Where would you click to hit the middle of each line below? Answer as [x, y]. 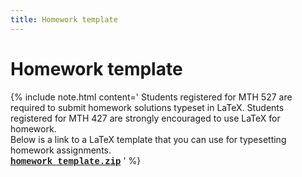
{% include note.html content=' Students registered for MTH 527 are [151, 97]
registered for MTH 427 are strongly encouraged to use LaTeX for [145, 118]
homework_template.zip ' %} [76, 160]
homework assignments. [61, 150]
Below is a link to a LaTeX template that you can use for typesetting [148, 139]
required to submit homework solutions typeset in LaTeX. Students [147, 107]
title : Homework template [64, 19]
